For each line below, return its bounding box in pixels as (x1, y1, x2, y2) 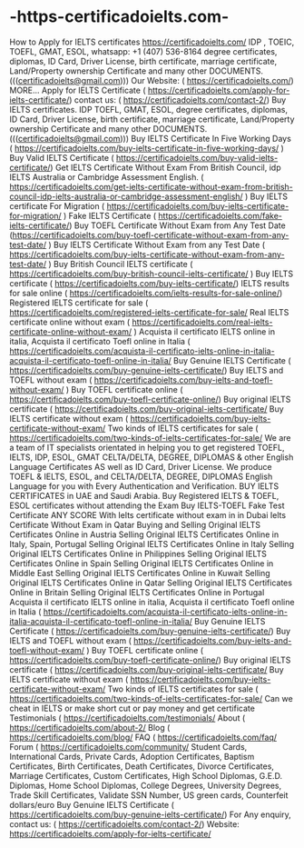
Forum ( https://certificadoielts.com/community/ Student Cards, (9, 741, 248, 752)
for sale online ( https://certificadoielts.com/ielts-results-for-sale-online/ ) (9, 287, 283, 298)
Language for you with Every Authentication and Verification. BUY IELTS (9, 480, 279, 492)
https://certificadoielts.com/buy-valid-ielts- (116, 152, 279, 163)
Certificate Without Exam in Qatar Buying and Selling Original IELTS (9, 519, 261, 530)
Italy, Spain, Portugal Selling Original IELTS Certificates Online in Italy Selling (9, 538, 295, 549)
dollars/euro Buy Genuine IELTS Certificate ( (9, 799, 175, 810)
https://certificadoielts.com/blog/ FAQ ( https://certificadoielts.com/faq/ (9, 732, 278, 743)
